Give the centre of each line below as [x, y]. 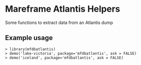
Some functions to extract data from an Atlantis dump [59, 22]
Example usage [29, 38]
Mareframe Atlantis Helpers [63, 9]
